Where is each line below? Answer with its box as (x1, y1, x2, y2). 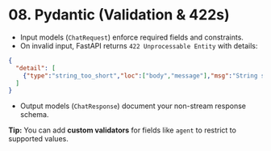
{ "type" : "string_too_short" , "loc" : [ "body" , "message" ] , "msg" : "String (23, 71, 258, 80)
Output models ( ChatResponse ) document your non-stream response (19, 101, 246, 111)
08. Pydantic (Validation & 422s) (8, 6, 230, 24)
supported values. (8, 134, 69, 144)
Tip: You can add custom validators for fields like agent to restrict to (8, 125, 236, 135)
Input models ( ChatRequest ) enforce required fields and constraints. (19, 32, 244, 42)
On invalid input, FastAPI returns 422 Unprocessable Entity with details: (19, 40, 258, 50)
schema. (19, 110, 49, 120)
